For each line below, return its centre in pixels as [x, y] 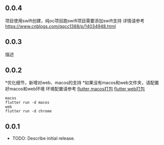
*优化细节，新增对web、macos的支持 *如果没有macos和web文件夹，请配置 [82, 83]
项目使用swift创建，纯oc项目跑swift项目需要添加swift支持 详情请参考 [75, 21]
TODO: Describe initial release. [43, 139]
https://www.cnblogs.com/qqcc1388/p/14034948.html [61, 26]
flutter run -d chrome [28, 111]
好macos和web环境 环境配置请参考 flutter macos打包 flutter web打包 [75, 89]
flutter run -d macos [27, 103]
